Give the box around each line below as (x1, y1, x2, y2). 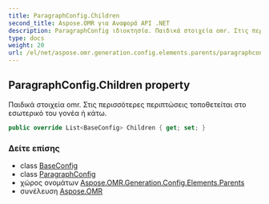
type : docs (8, 34, 45, 42)
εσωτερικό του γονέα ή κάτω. (8, 108, 107, 118)
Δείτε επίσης (8, 142, 60, 154)
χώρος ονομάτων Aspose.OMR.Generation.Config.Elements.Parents (19, 178, 245, 187)
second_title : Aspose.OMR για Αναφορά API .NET (8, 19, 171, 27)
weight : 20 (8, 42, 45, 50)
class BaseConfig (19, 161, 78, 170)
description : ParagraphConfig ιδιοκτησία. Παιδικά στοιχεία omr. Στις (8, 26, 249, 34)
